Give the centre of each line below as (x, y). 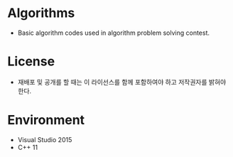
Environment (46, 120)
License (31, 61)
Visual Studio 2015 (45, 139)
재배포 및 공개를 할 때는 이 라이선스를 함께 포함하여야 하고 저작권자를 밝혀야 (122, 82)
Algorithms (41, 13)
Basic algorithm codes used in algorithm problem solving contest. (114, 33)
